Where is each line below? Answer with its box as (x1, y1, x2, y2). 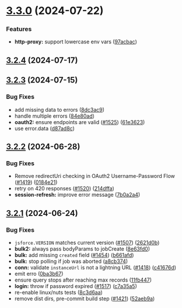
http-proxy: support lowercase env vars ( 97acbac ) (14, 38, 137, 45)
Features (6, 25, 32, 33)
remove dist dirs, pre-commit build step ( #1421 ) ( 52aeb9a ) (14, 295, 155, 302)
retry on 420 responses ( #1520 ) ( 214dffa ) (14, 185, 115, 192)
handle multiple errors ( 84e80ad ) (14, 112, 95, 119)
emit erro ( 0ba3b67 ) (14, 270, 64, 277)
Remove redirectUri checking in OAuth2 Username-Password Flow (14, 173, 175, 180)
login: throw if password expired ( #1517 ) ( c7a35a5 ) (14, 282, 137, 289)
